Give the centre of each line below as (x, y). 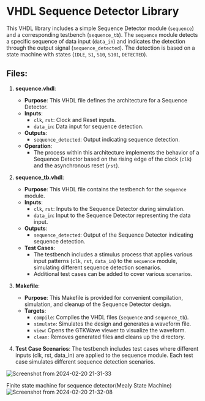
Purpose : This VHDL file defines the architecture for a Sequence (106, 100)
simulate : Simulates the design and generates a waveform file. (112, 324)
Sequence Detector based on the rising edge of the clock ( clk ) (113, 159)
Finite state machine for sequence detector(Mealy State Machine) (89, 385)
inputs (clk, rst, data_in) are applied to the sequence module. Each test (104, 355)
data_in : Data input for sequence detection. (88, 126)
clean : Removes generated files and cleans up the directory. (109, 337)
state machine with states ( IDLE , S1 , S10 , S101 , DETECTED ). (77, 54)
